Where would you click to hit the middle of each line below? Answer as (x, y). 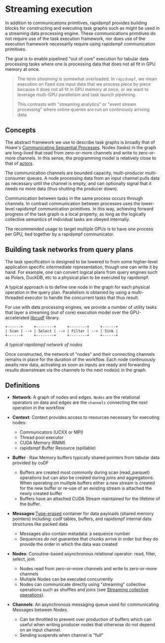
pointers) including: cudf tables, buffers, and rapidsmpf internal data (82, 519)
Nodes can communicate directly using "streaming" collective (82, 585)
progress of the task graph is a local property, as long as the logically (76, 214)
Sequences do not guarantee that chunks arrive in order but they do (89, 539)
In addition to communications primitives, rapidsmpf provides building (76, 23)
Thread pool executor (42, 438)
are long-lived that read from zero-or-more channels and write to (71, 152)
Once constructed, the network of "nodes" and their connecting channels (80, 354)
